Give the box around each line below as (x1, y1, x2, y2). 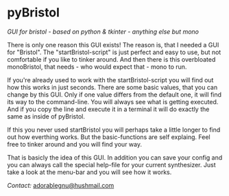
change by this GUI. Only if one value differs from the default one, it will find (7, 90, 221, 99)
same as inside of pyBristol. (7, 112, 86, 121)
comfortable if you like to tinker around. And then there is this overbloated (7, 55, 216, 63)
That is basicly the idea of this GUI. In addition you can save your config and (7, 153, 223, 162)
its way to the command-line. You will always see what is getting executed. (7, 97, 219, 106)
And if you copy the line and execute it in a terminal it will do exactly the (7, 105, 210, 113)
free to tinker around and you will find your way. (7, 140, 143, 148)
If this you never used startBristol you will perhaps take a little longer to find (7, 125, 221, 134)
